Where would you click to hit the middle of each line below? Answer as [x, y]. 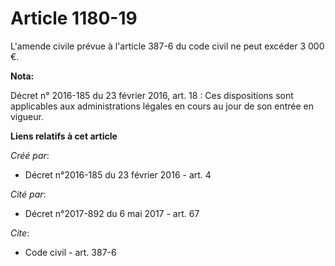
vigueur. [27, 116]
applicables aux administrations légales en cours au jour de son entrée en [162, 106]
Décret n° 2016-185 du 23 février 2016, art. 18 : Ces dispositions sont [152, 95]
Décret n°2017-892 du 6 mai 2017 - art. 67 [112, 213]
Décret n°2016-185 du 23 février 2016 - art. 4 [118, 174]
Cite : [20, 233]
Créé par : [30, 155]
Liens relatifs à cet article [64, 136]
